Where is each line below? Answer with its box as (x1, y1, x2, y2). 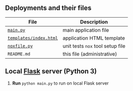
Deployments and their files (5, 4, 92, 12)
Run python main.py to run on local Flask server (12, 80, 109, 86)
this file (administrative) (62, 50, 117, 57)
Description (80, 18, 108, 25)
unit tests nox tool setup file (62, 43, 126, 49)
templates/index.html (7, 35, 58, 41)
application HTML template (62, 34, 125, 41)
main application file (62, 26, 109, 33)
